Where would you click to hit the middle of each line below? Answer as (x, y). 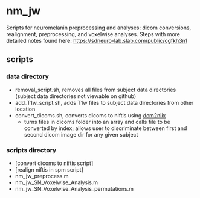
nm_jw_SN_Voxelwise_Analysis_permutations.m (74, 188)
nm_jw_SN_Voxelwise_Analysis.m (56, 182)
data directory (28, 76)
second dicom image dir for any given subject (81, 134)
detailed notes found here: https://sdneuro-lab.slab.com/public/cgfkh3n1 (97, 40)
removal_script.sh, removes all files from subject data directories (95, 90)
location (25, 109)
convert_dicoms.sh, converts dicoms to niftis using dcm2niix (90, 115)
